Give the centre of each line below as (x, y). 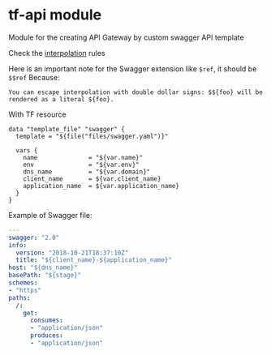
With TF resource (37, 114)
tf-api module (55, 15)
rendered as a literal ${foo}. (61, 99)
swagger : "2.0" (34, 237)
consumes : (46, 321)
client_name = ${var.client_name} (92, 179)
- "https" (25, 290)
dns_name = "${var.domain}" (87, 172)
